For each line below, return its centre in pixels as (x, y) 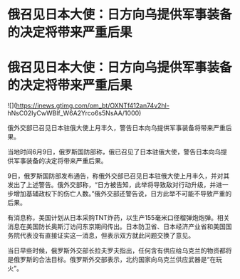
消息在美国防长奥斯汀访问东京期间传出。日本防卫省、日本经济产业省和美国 (116, 227)
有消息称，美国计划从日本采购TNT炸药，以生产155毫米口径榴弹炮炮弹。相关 (119, 218)
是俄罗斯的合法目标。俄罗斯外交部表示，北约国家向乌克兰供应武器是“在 (112, 260)
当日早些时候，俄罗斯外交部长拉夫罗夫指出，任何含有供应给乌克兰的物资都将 (120, 251)
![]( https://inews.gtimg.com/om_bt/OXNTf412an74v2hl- (88, 106)
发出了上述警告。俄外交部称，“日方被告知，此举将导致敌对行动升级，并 (112, 185)
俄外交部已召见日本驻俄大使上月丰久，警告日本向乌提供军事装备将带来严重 (116, 128)
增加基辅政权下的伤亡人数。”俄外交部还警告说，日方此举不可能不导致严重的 (122, 194)
